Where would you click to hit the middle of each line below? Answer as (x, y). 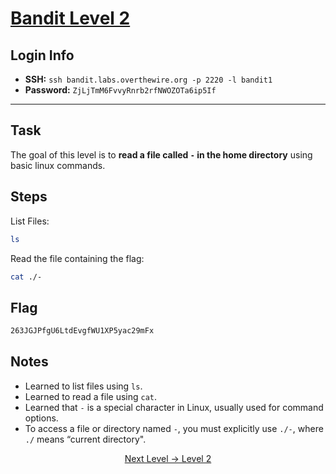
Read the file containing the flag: (77, 258)
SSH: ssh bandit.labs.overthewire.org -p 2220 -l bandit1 (148, 79)
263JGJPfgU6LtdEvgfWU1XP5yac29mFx (82, 331)
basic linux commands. (58, 165)
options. (41, 418)
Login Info (42, 55)
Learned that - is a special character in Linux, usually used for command (174, 407)
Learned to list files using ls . (83, 386)
